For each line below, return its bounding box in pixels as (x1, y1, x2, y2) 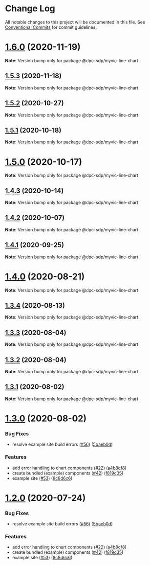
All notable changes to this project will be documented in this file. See (5, 19, 146, 25)
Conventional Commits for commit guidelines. (5, 24, 97, 30)
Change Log (5, 3, 55, 14)
